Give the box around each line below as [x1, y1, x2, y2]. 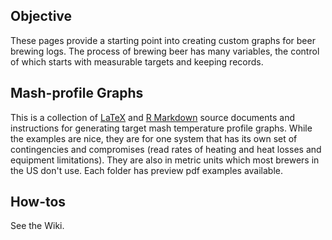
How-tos [10, 194, 67, 211]
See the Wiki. [10, 220, 65, 232]
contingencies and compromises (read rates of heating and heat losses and [10, 143, 322, 155]
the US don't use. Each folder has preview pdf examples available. [10, 164, 284, 176]
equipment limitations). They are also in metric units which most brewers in [10, 154, 320, 166]
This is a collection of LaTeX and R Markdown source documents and [10, 111, 295, 123]
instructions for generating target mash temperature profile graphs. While [10, 122, 313, 134]
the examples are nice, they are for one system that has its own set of [10, 132, 298, 144]
